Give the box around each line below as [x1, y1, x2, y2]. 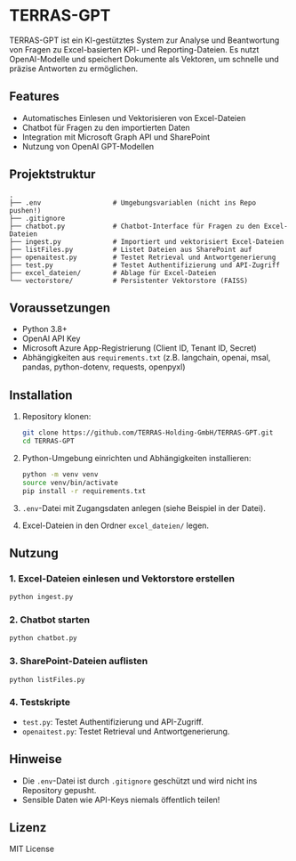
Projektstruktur [9, 167, 96, 183]
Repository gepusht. [21, 784, 97, 795]
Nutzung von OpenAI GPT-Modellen [21, 141, 155, 151]
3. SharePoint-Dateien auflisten [9, 655, 148, 668]
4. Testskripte [9, 696, 71, 709]
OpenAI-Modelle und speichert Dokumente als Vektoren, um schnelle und [9, 53, 280, 64]
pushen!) [9, 206, 42, 215]
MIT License [9, 843, 55, 855]
